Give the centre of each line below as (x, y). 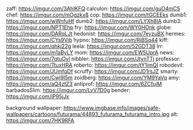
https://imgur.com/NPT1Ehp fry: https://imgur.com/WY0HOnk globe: (89, 27)
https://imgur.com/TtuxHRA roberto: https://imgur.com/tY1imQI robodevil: (95, 65)
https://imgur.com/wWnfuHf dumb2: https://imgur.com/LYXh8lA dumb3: (94, 21)
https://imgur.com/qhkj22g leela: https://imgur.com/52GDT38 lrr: (85, 46)
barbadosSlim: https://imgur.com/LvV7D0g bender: (68, 90)
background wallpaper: (34, 108)
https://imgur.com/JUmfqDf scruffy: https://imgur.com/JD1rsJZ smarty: (92, 71)
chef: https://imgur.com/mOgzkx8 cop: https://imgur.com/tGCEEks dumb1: (97, 15)
